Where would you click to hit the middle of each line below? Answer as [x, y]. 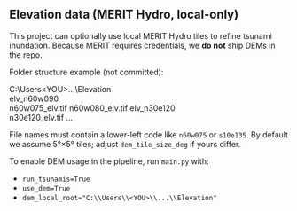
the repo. [26, 55]
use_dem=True [46, 188]
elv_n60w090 [34, 98]
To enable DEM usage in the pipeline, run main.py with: [109, 161]
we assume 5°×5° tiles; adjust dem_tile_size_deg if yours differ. [125, 144]
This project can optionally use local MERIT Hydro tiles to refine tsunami [141, 35]
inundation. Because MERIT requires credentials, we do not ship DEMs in [143, 45]
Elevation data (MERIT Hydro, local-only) [124, 15]
